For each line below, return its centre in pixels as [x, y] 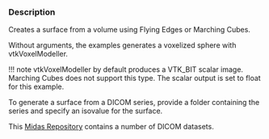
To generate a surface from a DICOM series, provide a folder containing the [134, 103]
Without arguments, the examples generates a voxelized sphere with [122, 45]
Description [32, 12]
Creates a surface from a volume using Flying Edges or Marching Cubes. [129, 30]
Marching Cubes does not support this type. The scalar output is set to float [134, 78]
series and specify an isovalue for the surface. [86, 111]
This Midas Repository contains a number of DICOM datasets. [111, 127]
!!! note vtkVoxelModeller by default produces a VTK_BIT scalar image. [126, 69]
